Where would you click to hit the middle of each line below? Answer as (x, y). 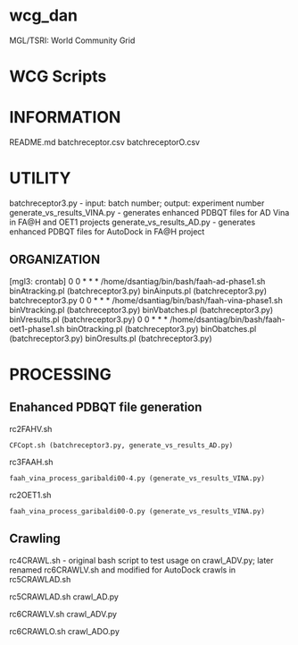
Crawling (35, 539)
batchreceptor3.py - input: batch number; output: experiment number (137, 203)
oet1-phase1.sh (37, 328)
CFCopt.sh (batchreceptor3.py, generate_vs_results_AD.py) (121, 445)
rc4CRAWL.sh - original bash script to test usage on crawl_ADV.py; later (141, 560)
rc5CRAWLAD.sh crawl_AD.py (64, 597)
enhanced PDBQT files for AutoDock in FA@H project (107, 232)
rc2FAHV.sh (31, 429)
